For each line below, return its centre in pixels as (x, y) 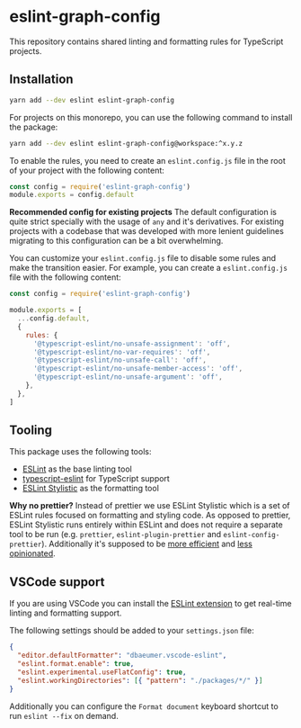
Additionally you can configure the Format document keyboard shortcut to (144, 706)
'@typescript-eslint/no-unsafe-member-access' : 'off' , (138, 369)
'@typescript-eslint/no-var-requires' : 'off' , (122, 352)
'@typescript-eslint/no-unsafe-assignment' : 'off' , (132, 344)
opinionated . (32, 553)
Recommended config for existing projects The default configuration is (143, 212)
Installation (41, 80)
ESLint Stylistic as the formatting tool (91, 489)
